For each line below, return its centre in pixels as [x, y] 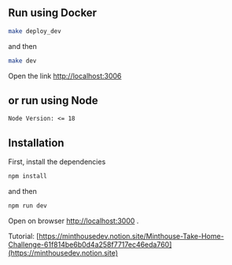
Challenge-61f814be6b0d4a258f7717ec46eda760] [90, 244]
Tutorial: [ [24, 236]
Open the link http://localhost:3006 [65, 76]
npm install [28, 177]
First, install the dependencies [57, 162]
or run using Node [53, 101]
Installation [36, 142]
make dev [22, 61]
